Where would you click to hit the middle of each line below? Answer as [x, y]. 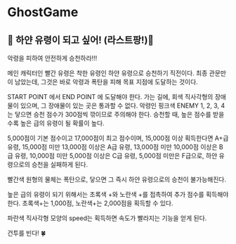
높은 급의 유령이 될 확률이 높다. [62, 123]
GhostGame [43, 12]
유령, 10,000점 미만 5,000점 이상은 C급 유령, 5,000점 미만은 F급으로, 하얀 [116, 156]
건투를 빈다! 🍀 [27, 233]
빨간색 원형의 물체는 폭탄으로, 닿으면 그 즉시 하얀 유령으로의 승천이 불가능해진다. [117, 179]
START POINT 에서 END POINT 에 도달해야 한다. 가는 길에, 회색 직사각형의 [110, 97]
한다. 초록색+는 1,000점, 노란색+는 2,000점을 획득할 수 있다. [90, 203]
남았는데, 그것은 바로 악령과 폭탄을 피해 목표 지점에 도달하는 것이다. [106, 82]
